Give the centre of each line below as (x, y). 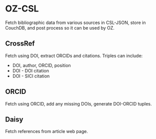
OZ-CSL (22, 9)
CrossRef (20, 44)
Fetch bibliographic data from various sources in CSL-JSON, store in (75, 22)
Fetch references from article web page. (47, 131)
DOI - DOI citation (30, 70)
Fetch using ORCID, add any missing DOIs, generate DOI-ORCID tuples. (78, 103)
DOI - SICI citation (31, 76)
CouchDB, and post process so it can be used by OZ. (60, 27)
